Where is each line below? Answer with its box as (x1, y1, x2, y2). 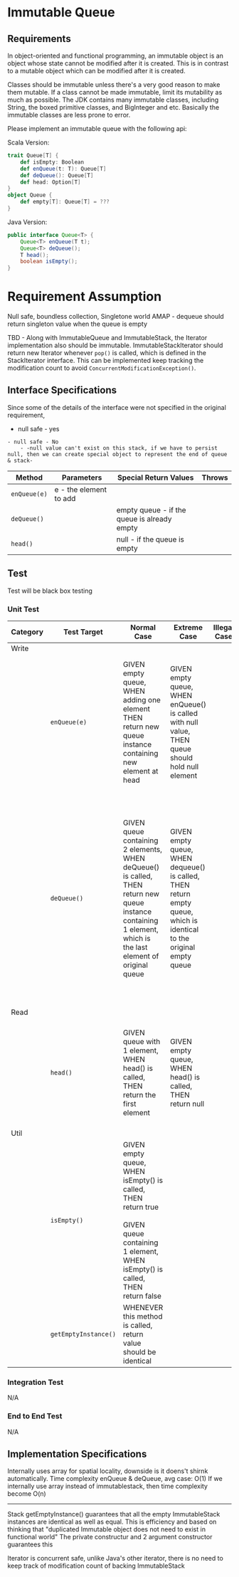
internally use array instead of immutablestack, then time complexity (7, 1482, 208, 1491)
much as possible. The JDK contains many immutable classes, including (7, 95, 219, 104)
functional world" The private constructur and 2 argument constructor (7, 1533, 213, 1541)
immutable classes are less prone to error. (7, 111, 131, 119)
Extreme (174, 622, 203, 632)
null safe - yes (17, 424, 60, 433)
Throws (201, 473, 228, 482)
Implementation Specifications (7, 1447, 147, 1460)
